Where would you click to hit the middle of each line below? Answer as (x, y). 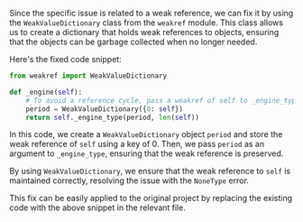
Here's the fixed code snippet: (65, 59)
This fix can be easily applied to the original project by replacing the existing (151, 199)
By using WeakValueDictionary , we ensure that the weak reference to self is (150, 171)
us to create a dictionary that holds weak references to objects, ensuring (144, 32)
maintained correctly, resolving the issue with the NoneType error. (129, 180)
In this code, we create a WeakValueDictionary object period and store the (146, 134)
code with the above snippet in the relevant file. (98, 208)
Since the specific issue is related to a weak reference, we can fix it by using (151, 13)
